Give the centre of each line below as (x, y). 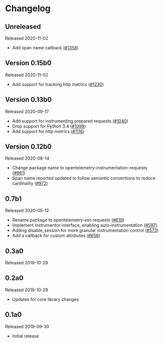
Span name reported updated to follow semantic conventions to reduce (84, 178)
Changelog (28, 9)
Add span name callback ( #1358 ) (45, 48)
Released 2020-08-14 (27, 158)
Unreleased (23, 27)
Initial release (25, 336)
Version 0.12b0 (29, 147)
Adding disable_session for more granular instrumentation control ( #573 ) (85, 231)
